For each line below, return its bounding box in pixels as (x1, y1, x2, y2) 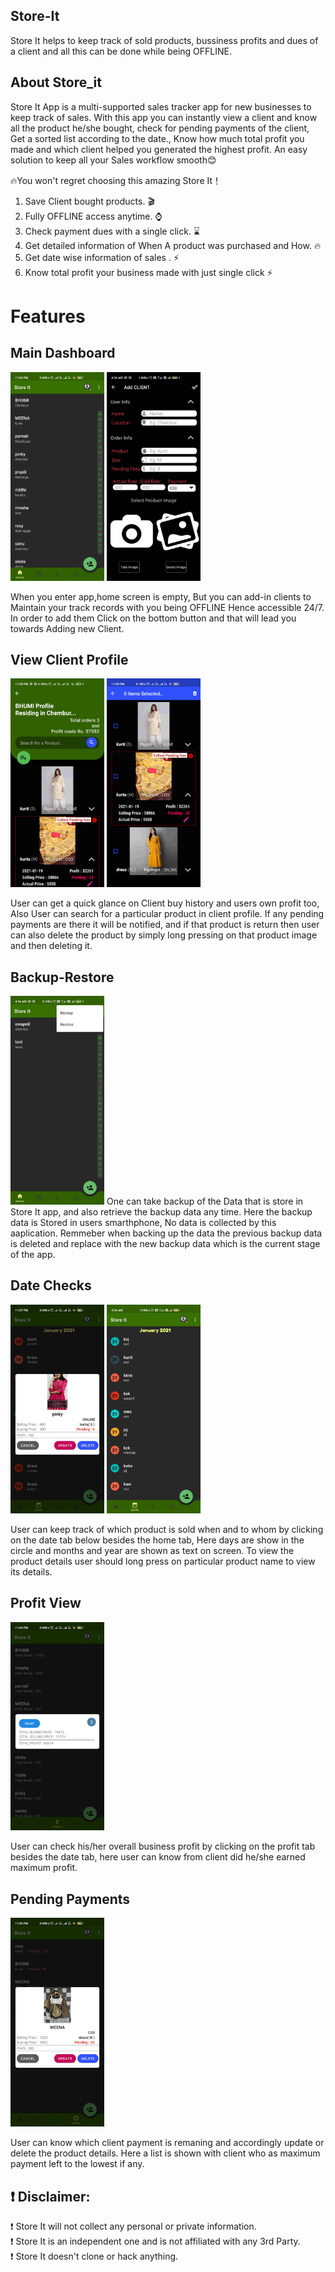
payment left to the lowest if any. (10, 2158, 145, 2170)
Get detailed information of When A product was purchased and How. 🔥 (24, 239, 322, 251)
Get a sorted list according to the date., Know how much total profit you (10, 132, 305, 144)
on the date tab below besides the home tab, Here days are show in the (10, 1534, 305, 1546)
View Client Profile (10, 651, 129, 668)
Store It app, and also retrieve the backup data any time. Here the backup (10, 1205, 313, 1218)
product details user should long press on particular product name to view (10, 1555, 316, 1567)
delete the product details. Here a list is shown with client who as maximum (10, 2147, 321, 2159)
